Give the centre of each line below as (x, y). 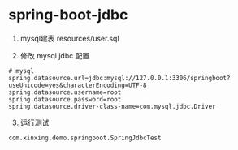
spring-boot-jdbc (68, 15)
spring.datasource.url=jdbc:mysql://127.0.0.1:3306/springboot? (119, 78)
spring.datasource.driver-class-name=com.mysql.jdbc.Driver (113, 106)
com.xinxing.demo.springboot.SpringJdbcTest (85, 138)
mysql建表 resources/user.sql (69, 38)
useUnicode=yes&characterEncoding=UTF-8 (78, 85)
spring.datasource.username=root (65, 92)
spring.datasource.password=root (65, 99)
